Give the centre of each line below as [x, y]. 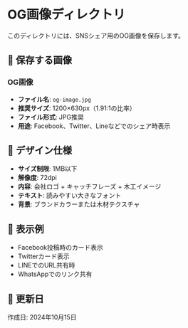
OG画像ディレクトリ [67, 15]
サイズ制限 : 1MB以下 [47, 169]
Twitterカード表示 [43, 256]
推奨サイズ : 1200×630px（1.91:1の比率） [77, 108]
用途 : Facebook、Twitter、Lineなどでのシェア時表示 [94, 126]
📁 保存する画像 [40, 60]
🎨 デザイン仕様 [40, 150]
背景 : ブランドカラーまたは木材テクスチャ [79, 204]
